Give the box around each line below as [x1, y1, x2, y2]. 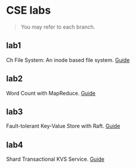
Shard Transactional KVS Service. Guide [6, 155, 105, 163]
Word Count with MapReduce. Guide [6, 89, 96, 97]
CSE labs [6, 4, 51, 17]
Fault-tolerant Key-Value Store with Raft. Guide [6, 123, 121, 130]
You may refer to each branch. [20, 23, 96, 30]
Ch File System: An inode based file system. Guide [6, 56, 130, 63]
